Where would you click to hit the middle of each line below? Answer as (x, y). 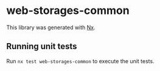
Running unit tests (42, 46)
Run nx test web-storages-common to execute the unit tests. (80, 61)
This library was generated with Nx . (51, 27)
